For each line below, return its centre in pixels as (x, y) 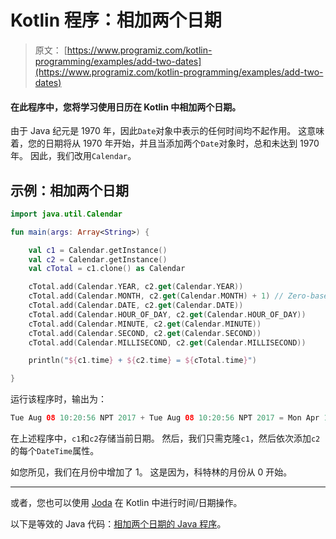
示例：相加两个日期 (69, 190)
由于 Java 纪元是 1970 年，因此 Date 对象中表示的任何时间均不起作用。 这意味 (167, 131)
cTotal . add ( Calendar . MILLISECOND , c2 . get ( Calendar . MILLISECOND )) (167, 342)
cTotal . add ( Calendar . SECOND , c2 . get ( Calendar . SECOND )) (145, 333)
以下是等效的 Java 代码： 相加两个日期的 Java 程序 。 (118, 524)
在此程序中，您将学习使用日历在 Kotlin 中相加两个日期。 (126, 107)
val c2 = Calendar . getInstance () (98, 259)
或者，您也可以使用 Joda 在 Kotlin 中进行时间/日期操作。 (126, 503)
